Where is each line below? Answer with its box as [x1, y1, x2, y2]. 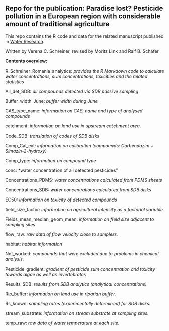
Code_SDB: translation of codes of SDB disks [5, 133, 100, 139]
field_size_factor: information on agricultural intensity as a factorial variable [5, 206, 163, 212]
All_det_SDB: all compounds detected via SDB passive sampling [5, 88, 139, 94]
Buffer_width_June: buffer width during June [5, 98, 98, 104]
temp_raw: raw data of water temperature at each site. [5, 320, 120, 326]
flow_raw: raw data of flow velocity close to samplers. [5, 231, 118, 237]
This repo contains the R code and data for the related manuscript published [5, 33, 164, 39]
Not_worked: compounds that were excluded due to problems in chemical [5, 250, 159, 256]
